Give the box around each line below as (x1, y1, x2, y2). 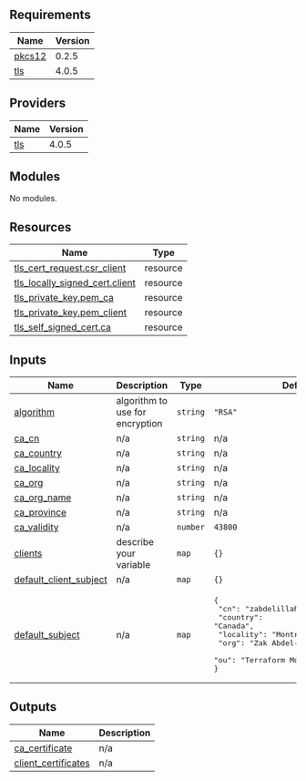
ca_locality (14, 462, 61, 475)
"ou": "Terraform (213, 655, 286, 665)
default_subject (14, 628, 80, 641)
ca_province (14, 506, 66, 519)
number (176, 522, 205, 532)
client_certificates (14, 756, 90, 769)
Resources (9, 219, 72, 235)
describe (116, 536, 155, 549)
